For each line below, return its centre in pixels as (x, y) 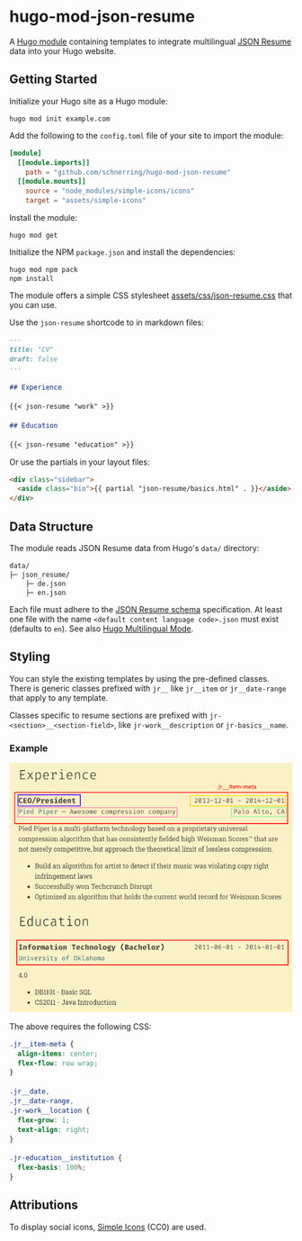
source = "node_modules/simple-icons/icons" (110, 191)
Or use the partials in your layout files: (80, 462)
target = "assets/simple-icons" (86, 201)
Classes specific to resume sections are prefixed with (109, 715)
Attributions (44, 1205)
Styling (30, 657)
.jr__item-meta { (42, 1044)
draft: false (34, 359)
